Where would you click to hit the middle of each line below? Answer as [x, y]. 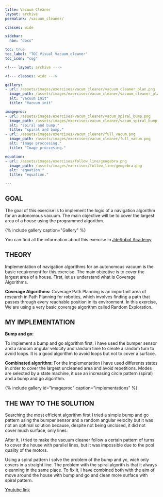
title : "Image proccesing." [38, 148]
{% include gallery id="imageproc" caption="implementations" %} [71, 388]
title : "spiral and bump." [37, 130]
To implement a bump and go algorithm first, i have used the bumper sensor [81, 343]
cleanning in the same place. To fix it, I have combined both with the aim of [80, 470]
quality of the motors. [26, 450]
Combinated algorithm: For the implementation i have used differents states [81, 363]
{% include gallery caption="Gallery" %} [46, 230]
